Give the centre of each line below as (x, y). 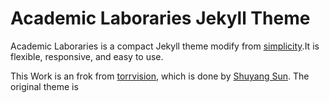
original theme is (44, 86)
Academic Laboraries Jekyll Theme (160, 18)
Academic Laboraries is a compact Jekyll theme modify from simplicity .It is (165, 46)
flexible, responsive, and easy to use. (87, 56)
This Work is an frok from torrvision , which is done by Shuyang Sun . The (160, 76)
